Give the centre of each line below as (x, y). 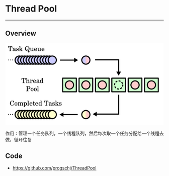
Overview (21, 33)
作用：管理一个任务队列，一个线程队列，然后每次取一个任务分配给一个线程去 (84, 133)
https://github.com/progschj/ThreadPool (54, 168)
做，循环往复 (18, 140)
